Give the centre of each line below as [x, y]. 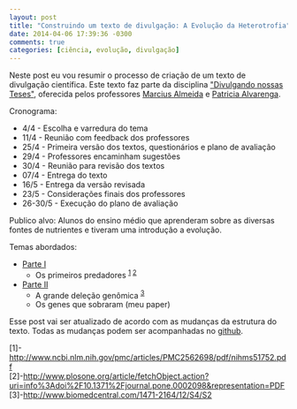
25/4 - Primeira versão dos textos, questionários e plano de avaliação [148, 148]
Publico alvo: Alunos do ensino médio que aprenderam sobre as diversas [142, 221]
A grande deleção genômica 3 [90, 294]
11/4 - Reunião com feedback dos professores [106, 138]
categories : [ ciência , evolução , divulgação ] [94, 50]
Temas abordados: [43, 247]
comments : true [37, 42]
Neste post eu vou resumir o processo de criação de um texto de [127, 75]
